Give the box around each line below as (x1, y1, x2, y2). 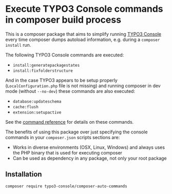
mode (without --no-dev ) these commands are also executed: (5, 88, 135, 94)
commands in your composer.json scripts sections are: (5, 134, 120, 140)
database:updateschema (12, 99, 62, 104)
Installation (5, 170, 42, 179)
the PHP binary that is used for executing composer (12, 149, 122, 156)
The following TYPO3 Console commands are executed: (5, 52, 124, 58)
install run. (5, 42, 31, 48)
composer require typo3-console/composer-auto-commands (5, 183, 127, 189)
